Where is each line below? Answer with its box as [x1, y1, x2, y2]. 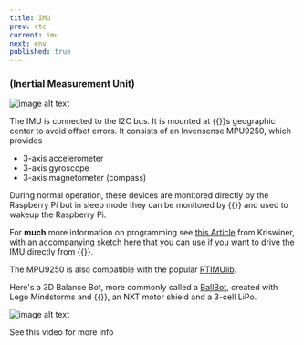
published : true [9, 47, 71, 57]
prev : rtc [9, 22, 47, 31]
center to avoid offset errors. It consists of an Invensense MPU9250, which [9, 125, 292, 137]
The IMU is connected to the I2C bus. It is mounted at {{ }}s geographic [9, 116, 276, 127]
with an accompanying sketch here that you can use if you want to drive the [9, 236, 295, 247]
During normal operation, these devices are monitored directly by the [9, 190, 269, 201]
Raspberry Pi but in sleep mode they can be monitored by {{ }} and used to [9, 200, 289, 211]
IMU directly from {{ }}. [9, 246, 94, 257]
